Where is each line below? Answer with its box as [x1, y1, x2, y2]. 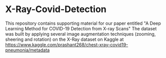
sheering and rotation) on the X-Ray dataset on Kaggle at [5, 36, 124, 42]
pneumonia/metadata [5, 47, 50, 53]
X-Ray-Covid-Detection [5, 4, 107, 15]
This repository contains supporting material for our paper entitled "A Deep [5, 20, 161, 26]
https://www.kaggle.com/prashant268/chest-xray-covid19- [5, 41, 129, 47]
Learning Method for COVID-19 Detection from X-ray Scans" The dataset [5, 25, 157, 31]
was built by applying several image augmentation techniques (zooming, [5, 31, 156, 37]
